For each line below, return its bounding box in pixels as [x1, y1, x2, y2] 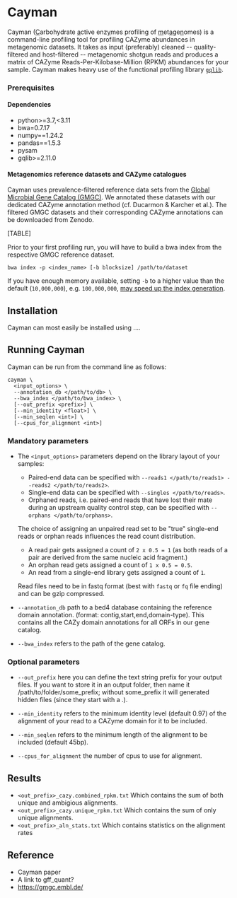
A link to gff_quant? [17, 875, 74, 884]
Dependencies [7, 100, 52, 109]
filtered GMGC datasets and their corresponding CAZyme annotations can [7, 208, 224, 216]
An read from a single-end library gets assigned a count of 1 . [28, 568, 207, 577]
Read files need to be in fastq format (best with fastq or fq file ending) [17, 582, 223, 590]
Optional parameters [7, 657, 80, 667]
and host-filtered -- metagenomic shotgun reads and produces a [29, 50, 219, 59]
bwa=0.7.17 [17, 124, 50, 132]
